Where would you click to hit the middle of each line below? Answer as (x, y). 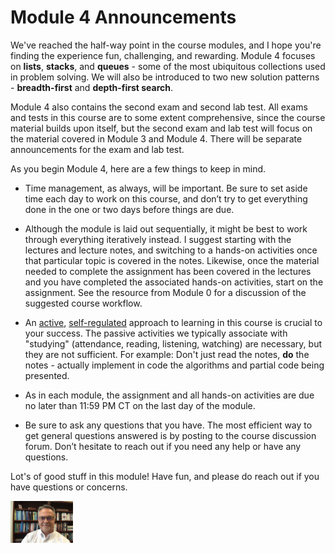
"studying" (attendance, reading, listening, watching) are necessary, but (173, 343)
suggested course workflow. (83, 303)
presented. (47, 375)
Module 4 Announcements (123, 17)
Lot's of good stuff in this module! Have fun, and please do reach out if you (165, 476)
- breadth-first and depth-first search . (92, 87)
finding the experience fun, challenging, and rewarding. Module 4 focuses (163, 55)
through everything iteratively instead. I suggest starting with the (158, 239)
